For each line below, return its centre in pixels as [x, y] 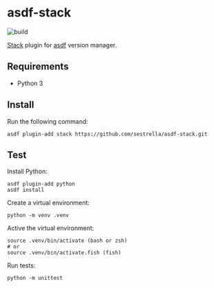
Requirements [38, 67]
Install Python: [28, 171]
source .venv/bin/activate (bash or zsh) [67, 241]
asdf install [26, 190]
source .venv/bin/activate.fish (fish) [64, 253]
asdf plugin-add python [41, 184]
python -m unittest [35, 278]
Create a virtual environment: [49, 203]
